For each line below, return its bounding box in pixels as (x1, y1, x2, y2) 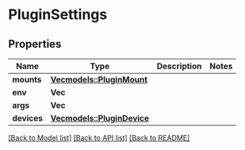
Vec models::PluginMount (50, 74, 148, 85)
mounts (12, 74, 42, 85)
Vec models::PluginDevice (50, 113, 149, 124)
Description (156, 61, 202, 71)
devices (12, 113, 44, 124)
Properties (8, 37, 62, 51)
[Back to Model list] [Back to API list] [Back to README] (8, 133, 190, 142)
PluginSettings (8, 6, 108, 24)
